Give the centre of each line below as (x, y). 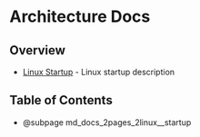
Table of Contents (61, 100)
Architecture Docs (80, 17)
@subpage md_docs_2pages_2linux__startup (107, 122)
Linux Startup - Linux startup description (99, 72)
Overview (38, 50)
